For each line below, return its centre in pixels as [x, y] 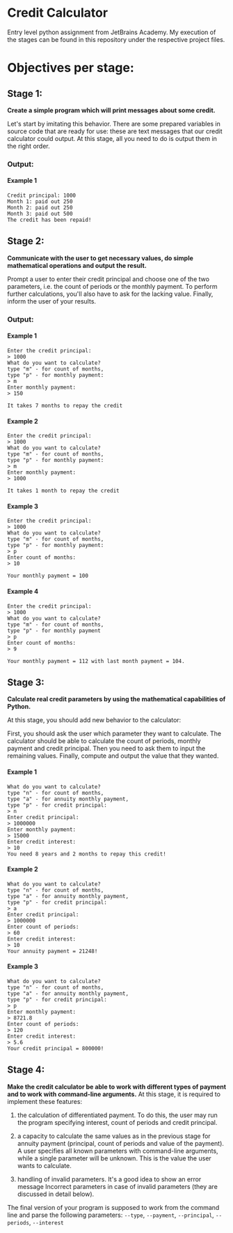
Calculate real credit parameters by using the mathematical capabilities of [116, 699]
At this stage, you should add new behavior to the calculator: [94, 720]
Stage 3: [26, 682]
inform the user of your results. [51, 301]
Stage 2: [26, 241]
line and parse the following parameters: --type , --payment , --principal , [111, 1215]
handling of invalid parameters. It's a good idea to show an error [109, 1179]
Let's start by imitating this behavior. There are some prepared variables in [114, 124]
